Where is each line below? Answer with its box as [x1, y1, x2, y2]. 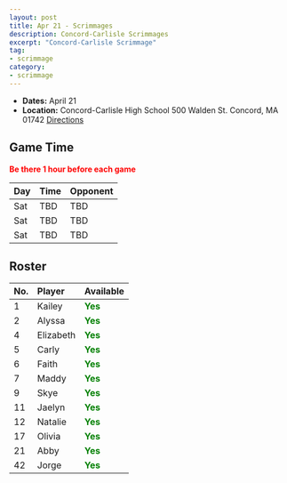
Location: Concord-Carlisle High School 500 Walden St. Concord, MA [21, 104, 279, 116]
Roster [9, 259, 47, 274]
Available [84, 286, 124, 298]
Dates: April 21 [21, 95, 77, 106]
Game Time [9, 140, 74, 156]
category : [9, 63, 46, 72]
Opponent [69, 184, 114, 197]
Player [36, 286, 65, 298]
